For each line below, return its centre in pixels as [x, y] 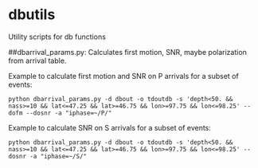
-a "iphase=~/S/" [58, 156]
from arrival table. [37, 61]
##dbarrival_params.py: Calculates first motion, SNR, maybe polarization [127, 52]
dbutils [32, 15]
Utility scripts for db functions [57, 37]
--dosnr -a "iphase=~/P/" [69, 113]
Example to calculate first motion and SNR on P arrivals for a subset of [123, 76]
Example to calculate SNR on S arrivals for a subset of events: [109, 127]
